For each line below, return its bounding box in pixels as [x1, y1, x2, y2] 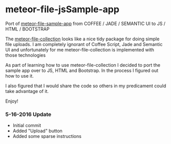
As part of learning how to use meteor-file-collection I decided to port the [5, 62, 160, 68]
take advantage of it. [5, 88, 49, 94]
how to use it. [5, 73, 34, 79]
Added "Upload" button [12, 128, 63, 134]
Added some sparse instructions [12, 133, 82, 139]
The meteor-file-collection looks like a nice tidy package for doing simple [5, 36, 160, 42]
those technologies [5, 52, 46, 58]
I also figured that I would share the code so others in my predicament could [5, 83, 166, 89]
